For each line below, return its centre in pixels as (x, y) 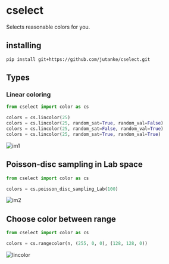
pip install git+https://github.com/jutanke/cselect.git (78, 59)
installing (24, 46)
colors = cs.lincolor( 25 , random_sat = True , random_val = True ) (84, 134)
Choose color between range (61, 219)
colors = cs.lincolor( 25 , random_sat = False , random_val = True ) (85, 129)
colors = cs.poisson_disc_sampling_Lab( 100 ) (62, 189)
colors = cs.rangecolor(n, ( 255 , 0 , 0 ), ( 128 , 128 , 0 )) (77, 244)
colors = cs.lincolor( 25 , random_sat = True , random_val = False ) (85, 123)
